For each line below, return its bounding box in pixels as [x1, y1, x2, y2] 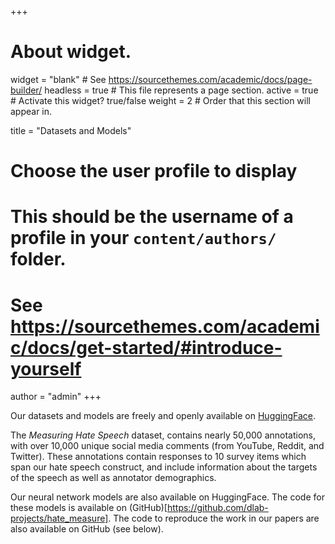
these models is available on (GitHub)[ [10, 502, 168, 514]
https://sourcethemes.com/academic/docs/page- [108, 73, 313, 85]
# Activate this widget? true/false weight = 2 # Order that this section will [10, 94, 311, 106]
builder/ [10, 84, 43, 96]
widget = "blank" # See [10, 73, 107, 85]
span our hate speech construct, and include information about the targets [10, 461, 318, 473]
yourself [10, 357, 82, 380]
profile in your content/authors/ [10, 227, 277, 250]
